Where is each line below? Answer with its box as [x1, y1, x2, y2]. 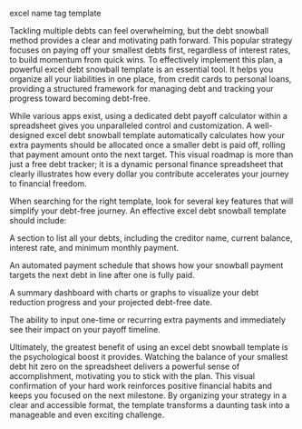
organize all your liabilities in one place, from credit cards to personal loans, [9, 74, 292, 85]
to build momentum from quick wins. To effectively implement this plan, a [9, 55, 283, 65]
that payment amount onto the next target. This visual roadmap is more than [9, 149, 294, 160]
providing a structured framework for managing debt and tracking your [9, 84, 274, 94]
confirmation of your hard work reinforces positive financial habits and [9, 381, 272, 391]
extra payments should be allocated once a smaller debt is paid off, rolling [9, 140, 286, 150]
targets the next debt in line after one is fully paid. [9, 270, 195, 280]
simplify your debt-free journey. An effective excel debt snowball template [9, 205, 287, 216]
